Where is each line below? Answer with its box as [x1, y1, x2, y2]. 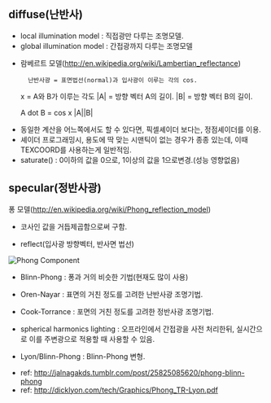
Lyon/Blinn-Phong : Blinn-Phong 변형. [20, 351, 146, 361]
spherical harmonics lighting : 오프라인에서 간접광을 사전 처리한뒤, [20, 324, 234, 334]
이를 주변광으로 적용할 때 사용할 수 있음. [28, 334, 155, 344]
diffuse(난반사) [8, 7, 83, 22]
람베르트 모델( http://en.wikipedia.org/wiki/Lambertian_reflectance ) [20, 58, 242, 68]
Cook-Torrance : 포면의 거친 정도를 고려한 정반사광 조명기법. [20, 306, 214, 316]
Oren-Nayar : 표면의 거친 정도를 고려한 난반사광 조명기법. [20, 289, 203, 299]
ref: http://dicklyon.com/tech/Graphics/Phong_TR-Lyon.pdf [20, 385, 218, 395]
